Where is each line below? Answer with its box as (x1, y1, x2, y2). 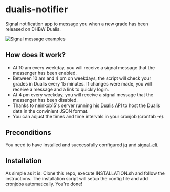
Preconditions (5, 128, 51, 137)
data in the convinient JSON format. (12, 108, 89, 114)
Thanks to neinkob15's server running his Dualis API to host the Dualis (12, 102, 160, 109)
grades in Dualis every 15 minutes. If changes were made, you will (12, 80, 152, 87)
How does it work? (5, 51, 66, 59)
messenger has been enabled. (12, 70, 77, 76)
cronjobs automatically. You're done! (5, 181, 83, 187)
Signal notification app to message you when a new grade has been (5, 20, 148, 27)
